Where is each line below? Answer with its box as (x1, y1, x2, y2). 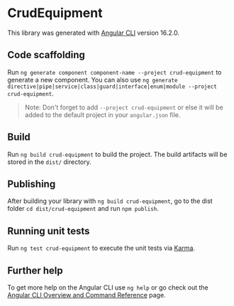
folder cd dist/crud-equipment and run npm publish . (7, 204, 160, 213)
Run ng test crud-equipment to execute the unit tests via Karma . (7, 244, 196, 253)
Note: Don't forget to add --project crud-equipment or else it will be (24, 103, 223, 111)
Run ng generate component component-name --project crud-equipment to (7, 67, 222, 76)
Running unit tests (7, 225, 90, 237)
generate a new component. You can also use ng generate (7, 75, 178, 84)
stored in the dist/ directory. (7, 158, 92, 166)
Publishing (7, 177, 56, 190)
